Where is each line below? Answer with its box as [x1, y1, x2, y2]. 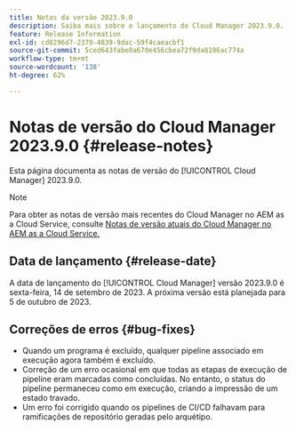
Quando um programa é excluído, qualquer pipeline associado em [21, 346, 264, 356]
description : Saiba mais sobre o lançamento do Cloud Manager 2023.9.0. [9, 21, 284, 30]
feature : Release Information [9, 29, 122, 38]
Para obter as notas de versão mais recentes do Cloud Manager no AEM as [9, 209, 284, 219]
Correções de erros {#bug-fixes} [9, 322, 196, 337]
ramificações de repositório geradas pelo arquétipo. [21, 411, 213, 422]
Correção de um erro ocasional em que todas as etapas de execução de [21, 364, 287, 375]
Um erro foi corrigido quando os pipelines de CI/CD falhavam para [21, 402, 266, 413]
